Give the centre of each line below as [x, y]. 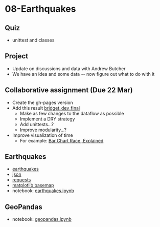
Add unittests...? [37, 124]
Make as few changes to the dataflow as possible [72, 113]
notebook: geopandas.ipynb [42, 219]
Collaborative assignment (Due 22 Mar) [69, 90]
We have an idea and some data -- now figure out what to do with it [83, 74]
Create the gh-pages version [43, 102]
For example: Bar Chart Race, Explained [62, 140]
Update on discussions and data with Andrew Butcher [69, 68]
